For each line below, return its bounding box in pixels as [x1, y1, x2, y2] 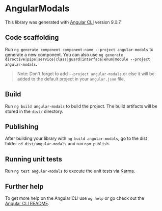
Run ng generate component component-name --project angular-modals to [5, 46, 154, 52]
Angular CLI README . [5, 201, 50, 206]
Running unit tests [5, 155, 62, 163]
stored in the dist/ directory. [5, 108, 64, 114]
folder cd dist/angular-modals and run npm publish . [5, 141, 110, 147]
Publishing [5, 122, 39, 131]
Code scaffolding [5, 33, 59, 42]
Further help [5, 182, 44, 190]
